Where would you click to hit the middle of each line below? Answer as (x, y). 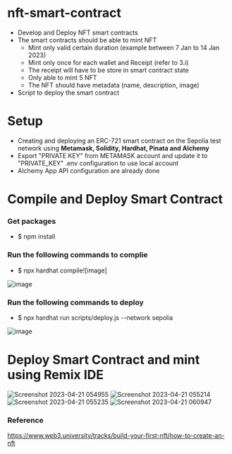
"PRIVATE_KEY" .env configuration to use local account (98, 163)
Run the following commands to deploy (76, 302)
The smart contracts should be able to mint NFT (87, 40)
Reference (25, 420)
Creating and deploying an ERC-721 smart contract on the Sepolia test (119, 141)
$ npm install (36, 237)
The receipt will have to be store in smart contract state (108, 70)
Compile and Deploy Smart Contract (115, 199)
